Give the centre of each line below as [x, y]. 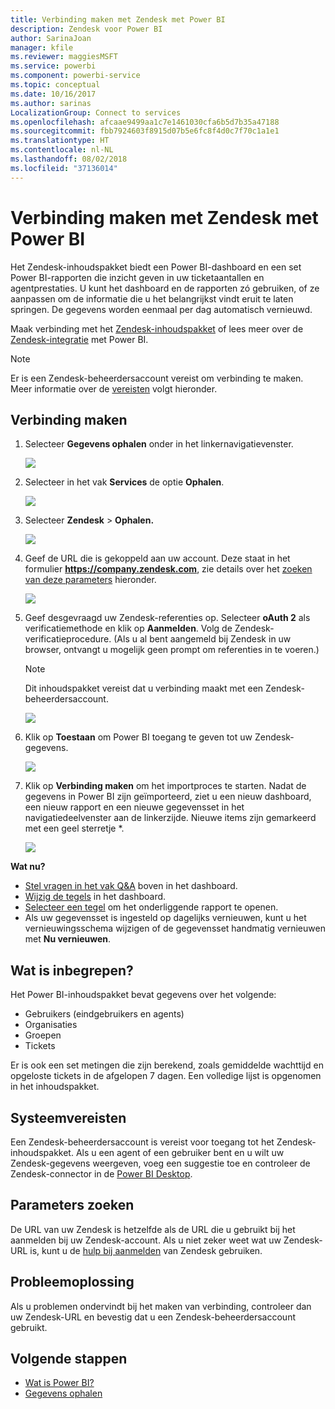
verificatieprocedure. [68, 639]
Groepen [43, 1035]
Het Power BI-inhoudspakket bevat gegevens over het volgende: [143, 995]
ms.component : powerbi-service [75, 76]
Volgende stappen [69, 1359]
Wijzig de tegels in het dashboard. [95, 897]
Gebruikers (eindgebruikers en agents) [104, 1014]
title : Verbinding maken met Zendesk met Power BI [118, 19]
